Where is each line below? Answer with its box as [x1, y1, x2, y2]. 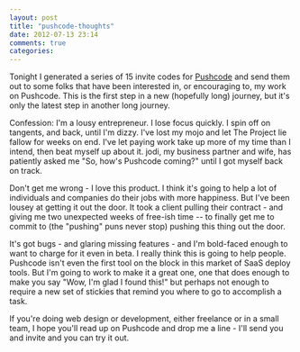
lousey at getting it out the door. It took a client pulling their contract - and [9, 202, 284, 212]
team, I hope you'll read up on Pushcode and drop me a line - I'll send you [9, 323, 284, 334]
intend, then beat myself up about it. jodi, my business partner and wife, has [9, 146, 292, 158]
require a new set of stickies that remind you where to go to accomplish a [9, 286, 282, 297]
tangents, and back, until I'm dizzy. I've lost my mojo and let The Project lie [9, 127, 287, 138]
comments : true [9, 38, 67, 48]
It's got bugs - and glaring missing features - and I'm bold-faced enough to [9, 239, 288, 249]
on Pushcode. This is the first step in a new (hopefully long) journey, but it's [9, 91, 290, 102]
